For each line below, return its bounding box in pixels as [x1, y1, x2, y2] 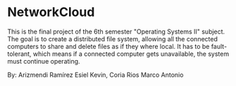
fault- [211, 42, 228, 50]
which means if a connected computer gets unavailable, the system [32, 50, 230, 58]
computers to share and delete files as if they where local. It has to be [7, 42, 210, 50]
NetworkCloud [7, 4, 95, 20]
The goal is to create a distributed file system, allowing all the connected [7, 34, 218, 43]
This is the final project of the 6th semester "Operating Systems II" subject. [7, 27, 225, 36]
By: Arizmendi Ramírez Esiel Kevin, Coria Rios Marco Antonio [7, 71, 184, 79]
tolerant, [7, 50, 32, 58]
